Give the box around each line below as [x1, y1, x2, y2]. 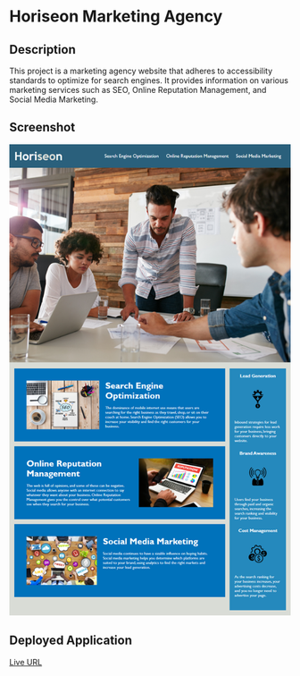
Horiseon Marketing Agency [9, 6, 223, 27]
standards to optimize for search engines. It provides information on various [9, 75, 288, 86]
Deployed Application [9, 633, 132, 648]
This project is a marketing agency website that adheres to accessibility [9, 65, 273, 76]
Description [9, 42, 76, 57]
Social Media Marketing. [9, 94, 98, 105]
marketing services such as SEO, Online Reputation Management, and [9, 85, 267, 95]
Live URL [9, 656, 43, 667]
